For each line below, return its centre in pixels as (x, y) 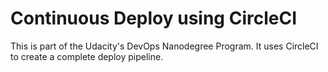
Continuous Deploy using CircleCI (154, 18)
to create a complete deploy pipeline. (87, 56)
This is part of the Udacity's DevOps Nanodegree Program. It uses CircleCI (164, 46)
